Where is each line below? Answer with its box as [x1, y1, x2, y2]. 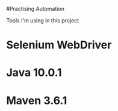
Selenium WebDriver [6, 38, 112, 52]
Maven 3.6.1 [6, 93, 67, 107]
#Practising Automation [6, 5, 65, 12]
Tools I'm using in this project [6, 17, 79, 24]
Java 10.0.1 [6, 66, 62, 79]
